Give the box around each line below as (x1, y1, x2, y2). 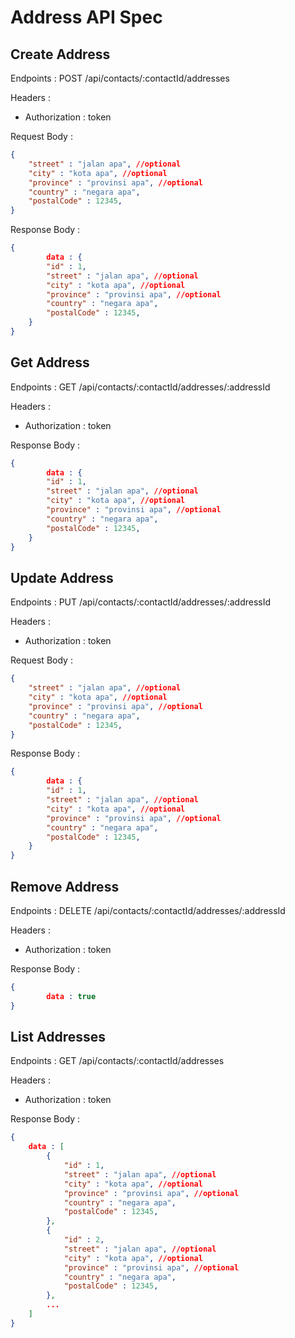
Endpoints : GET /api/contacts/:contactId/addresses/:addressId (10, 381, 271, 393)
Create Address (10, 46, 111, 63)
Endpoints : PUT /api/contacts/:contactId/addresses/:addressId (10, 596, 272, 608)
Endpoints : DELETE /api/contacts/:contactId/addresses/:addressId (10, 904, 286, 916)
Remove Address (10, 878, 120, 895)
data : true (46, 991, 97, 1001)
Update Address (10, 569, 114, 586)
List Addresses (10, 1028, 107, 1045)
